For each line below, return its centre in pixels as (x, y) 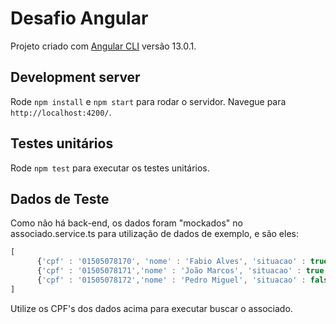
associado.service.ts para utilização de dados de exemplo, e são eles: (154, 234)
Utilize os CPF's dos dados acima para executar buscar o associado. (151, 308)
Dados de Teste (60, 198)
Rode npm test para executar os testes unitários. (110, 168)
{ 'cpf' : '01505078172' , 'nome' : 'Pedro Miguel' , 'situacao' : (171, 280)
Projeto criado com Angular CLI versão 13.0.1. (103, 46)
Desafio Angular (79, 18)
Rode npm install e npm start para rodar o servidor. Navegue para (148, 101)
